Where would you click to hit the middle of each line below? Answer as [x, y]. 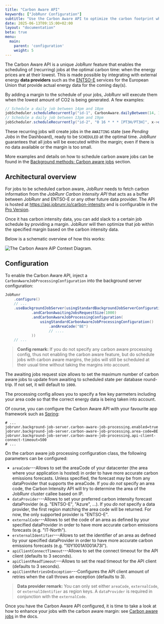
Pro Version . [18, 209]
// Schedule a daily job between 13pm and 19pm [54, 118]
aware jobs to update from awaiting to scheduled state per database [74, 380]
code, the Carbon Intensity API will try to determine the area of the [79, 489]
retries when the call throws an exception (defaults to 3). [69, 577]
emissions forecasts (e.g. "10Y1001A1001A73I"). [60, 546]
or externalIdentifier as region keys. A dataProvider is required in [85, 591]
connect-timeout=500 [26, 440]
